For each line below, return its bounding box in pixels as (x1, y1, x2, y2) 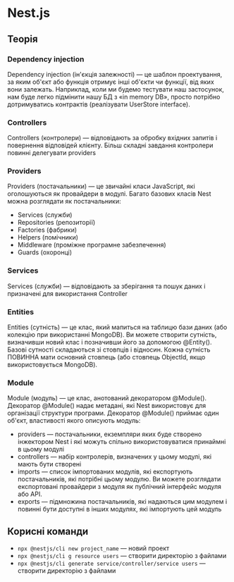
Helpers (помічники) (17, 233, 79, 242)
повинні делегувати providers (7, 149, 97, 157)
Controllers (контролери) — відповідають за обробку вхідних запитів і (7, 134, 218, 142)
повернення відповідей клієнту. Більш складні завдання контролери (7, 141, 214, 149)
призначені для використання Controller (7, 289, 128, 297)
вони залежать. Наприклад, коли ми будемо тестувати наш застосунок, (7, 85, 224, 93)
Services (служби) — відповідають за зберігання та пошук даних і (7, 282, 206, 290)
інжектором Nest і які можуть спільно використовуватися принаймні (17, 438, 226, 446)
